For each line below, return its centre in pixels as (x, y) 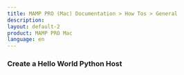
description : (26, 20)
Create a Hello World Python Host (65, 64)
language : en (26, 40)
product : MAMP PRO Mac (40, 33)
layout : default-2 (34, 26)
